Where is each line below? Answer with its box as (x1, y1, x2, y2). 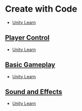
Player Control (5, 34, 50, 42)
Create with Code (5, 3, 77, 15)
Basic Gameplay (5, 61, 55, 69)
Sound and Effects (5, 88, 62, 96)
